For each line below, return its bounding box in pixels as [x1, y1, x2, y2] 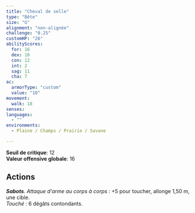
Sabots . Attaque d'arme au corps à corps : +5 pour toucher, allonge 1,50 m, [6, 187, 190, 194]
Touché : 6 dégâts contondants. [6, 200, 83, 207]
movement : [6, 95, 30, 101]
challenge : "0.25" [6, 30, 51, 36]
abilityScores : [6, 41, 43, 47]
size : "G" [6, 19, 30, 25]
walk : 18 [11, 100, 33, 107]
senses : [6, 106, 25, 112]
